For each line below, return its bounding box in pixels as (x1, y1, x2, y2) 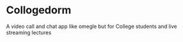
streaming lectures (6, 29, 52, 36)
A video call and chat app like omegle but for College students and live (6, 23, 178, 30)
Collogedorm (6, 3, 72, 17)
